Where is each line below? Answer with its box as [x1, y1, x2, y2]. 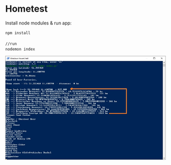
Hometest [5, 3, 48, 15]
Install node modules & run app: [5, 20, 72, 26]
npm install [5, 30, 31, 36]
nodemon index [5, 46, 36, 51]
